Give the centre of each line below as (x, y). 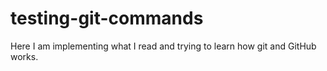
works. (24, 56)
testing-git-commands (107, 18)
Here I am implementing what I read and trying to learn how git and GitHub (163, 46)
